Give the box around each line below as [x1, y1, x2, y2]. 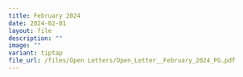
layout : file [8, 26, 52, 34]
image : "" [8, 42, 42, 50]
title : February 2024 [8, 11, 81, 20]
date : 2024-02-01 [8, 19, 67, 27]
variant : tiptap [8, 49, 63, 57]
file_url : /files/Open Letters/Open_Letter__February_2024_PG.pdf [8, 57, 236, 65]
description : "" [8, 34, 63, 43]
